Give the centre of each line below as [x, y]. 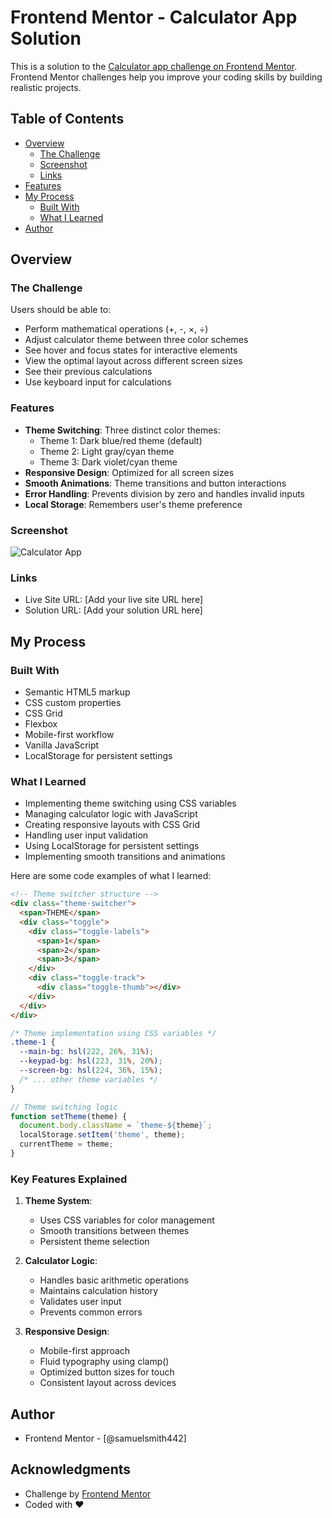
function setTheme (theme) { [69, 1116]
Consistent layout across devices [108, 1383]
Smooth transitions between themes [114, 1231]
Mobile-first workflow [69, 735]
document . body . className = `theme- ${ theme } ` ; [116, 1126]
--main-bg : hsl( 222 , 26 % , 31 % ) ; [87, 1052]
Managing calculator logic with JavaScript [111, 814]
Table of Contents [67, 119]
